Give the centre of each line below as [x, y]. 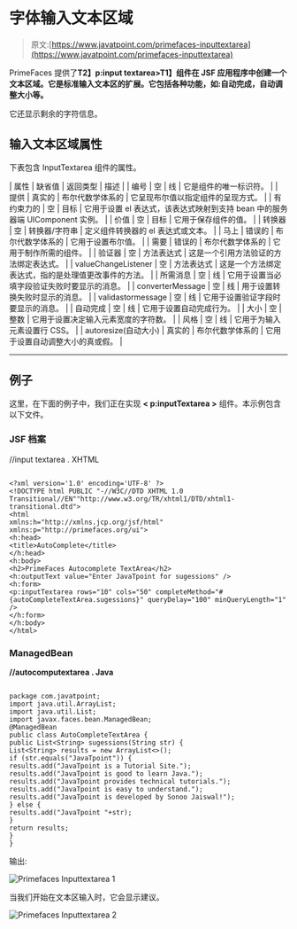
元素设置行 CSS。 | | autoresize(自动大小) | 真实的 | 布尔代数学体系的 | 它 [141, 330]
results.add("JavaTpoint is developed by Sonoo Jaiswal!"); [122, 797]
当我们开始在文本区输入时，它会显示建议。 [87, 897]
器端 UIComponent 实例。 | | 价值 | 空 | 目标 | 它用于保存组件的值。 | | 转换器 [148, 219]
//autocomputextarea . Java [61, 672]
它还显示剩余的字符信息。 [56, 113]
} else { [25, 805]
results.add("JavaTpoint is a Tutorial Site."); [100, 766]
